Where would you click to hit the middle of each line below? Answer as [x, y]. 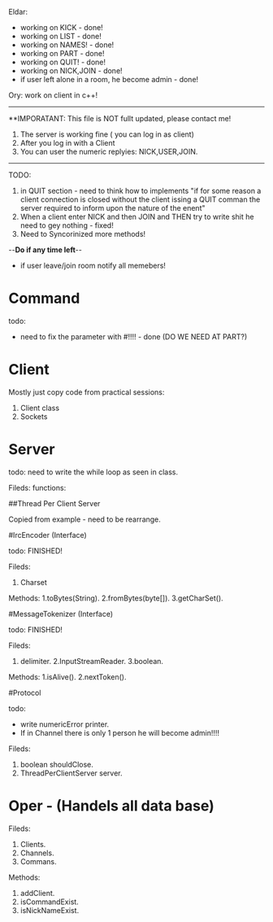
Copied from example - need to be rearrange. [84, 519]
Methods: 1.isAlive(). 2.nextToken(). [67, 677]
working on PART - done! [62, 53]
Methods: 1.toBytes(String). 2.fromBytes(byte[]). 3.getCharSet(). [116, 598]
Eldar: [18, 12]
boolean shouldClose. [56, 764]
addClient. [37, 893]
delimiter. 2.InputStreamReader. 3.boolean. [92, 661]
